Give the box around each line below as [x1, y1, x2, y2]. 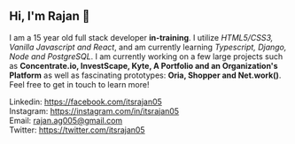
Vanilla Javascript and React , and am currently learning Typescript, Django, [9, 42, 287, 52]
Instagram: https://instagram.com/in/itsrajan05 [9, 105, 180, 116]
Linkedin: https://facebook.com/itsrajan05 [9, 96, 162, 107]
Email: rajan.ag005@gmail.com [9, 115, 123, 125]
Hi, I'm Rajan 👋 [9, 9, 90, 24]
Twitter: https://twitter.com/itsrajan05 [9, 125, 145, 135]
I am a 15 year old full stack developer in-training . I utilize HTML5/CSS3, [9, 32, 274, 42]
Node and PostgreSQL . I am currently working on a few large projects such [9, 50, 283, 62]
